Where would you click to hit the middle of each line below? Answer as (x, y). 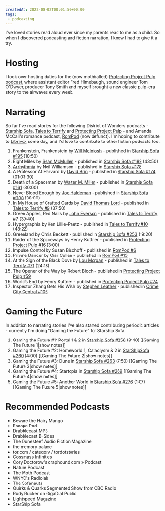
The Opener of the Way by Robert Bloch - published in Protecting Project (86, 271)
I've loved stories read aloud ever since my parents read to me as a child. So (82, 33)
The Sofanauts (27, 483)
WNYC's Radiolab (30, 478)
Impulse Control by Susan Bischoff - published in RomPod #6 (74, 250)
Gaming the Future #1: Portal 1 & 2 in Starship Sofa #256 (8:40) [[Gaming (86, 340)
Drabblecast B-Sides (34, 436)
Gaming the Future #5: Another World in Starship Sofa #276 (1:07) (79, 382)
